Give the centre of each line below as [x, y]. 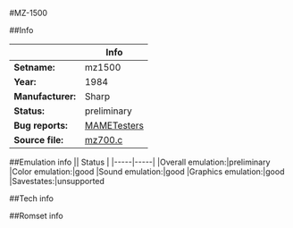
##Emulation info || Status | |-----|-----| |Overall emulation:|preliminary [140, 162]
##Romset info [37, 215]
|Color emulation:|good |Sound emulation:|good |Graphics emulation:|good [147, 172]
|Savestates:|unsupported [57, 181]
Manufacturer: [45, 96]
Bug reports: [41, 126]
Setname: [34, 68]
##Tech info [31, 198]
